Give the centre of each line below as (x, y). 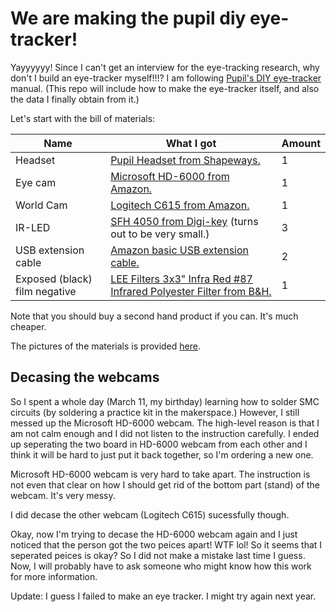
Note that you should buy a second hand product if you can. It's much (154, 316)
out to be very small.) (160, 234)
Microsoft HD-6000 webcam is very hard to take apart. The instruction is (160, 474)
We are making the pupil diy (128, 18)
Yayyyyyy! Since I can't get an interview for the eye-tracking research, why (165, 67)
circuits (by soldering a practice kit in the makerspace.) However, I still (155, 412)
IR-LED (33, 227)
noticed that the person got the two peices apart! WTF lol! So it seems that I (166, 544)
